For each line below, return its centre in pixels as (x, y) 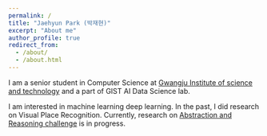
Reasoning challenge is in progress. (67, 123)
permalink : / (30, 16)
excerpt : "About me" (43, 30)
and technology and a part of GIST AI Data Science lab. (99, 91)
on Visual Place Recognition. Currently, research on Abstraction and (120, 115)
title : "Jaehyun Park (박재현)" (60, 23)
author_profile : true (44, 38)
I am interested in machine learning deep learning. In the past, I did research (134, 106)
